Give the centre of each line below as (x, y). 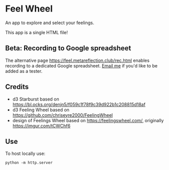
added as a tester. (24, 71)
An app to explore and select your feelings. (50, 23)
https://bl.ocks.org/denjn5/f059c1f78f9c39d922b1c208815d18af (79, 104)
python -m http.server (29, 163)
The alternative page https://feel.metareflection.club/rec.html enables (77, 60)
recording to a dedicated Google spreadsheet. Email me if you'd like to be (81, 65)
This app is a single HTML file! (36, 32)
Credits (17, 87)
